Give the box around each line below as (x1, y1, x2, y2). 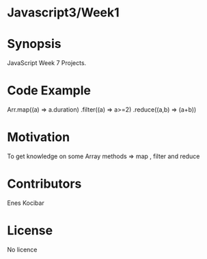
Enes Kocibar (7, 199, 44, 207)
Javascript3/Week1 (7, 5, 120, 21)
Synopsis (7, 36, 61, 52)
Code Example (7, 83, 91, 99)
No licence (7, 245, 38, 254)
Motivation (7, 129, 70, 145)
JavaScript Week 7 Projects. (7, 59, 87, 67)
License (7, 223, 53, 238)
